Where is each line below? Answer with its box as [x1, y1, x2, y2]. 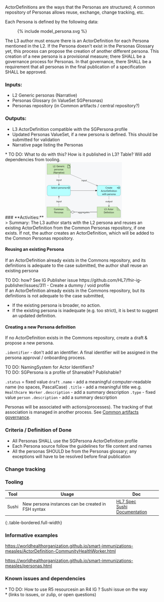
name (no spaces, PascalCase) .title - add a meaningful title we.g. [5, 384, 142, 390]
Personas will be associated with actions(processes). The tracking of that [5, 404, 153, 410]
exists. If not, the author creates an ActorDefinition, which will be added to [5, 230, 155, 236]
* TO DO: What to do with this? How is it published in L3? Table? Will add [5, 151, 151, 157]
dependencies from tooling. [5, 156, 61, 162]
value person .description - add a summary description [5, 394, 117, 401]
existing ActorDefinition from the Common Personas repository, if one [5, 225, 145, 231]
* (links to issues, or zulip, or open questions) [5, 591, 97, 597]
